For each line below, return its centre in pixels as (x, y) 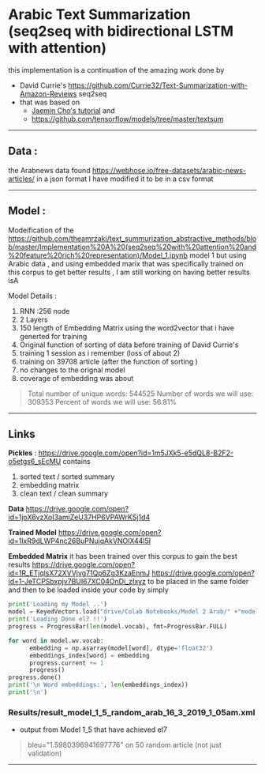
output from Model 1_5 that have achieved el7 (93, 730)
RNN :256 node (45, 311)
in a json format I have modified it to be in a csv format (125, 179)
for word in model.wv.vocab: (56, 641)
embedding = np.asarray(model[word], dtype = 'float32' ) (121, 648)
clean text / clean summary (64, 494)
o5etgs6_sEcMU (35, 462)
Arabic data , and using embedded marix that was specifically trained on (126, 263)
